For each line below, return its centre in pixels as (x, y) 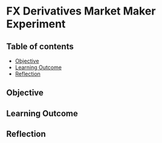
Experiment (36, 24)
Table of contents (40, 46)
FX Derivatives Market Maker (81, 11)
